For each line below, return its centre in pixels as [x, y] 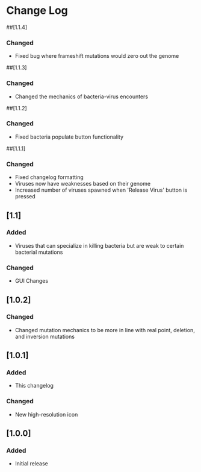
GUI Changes [32, 281]
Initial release [31, 464]
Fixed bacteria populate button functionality [69, 137]
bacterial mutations [39, 252]
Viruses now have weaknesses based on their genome [83, 184]
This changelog [34, 386]
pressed [25, 197]
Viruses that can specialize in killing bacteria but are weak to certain [99, 245]
